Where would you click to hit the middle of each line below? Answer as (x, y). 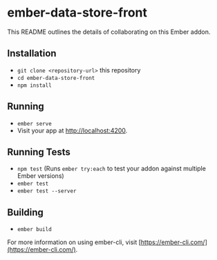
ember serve (34, 123)
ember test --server (47, 191)
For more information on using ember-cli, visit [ (74, 242)
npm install (34, 85)
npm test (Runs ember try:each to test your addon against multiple (111, 169)
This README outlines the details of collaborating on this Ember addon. (109, 32)
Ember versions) (40, 176)
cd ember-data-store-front (56, 78)
